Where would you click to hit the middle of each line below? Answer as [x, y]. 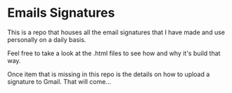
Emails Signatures [61, 13]
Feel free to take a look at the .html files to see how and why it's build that [114, 53]
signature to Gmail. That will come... [59, 81]
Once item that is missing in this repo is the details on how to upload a [109, 74]
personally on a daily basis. [47, 39]
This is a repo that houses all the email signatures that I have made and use [116, 32]
